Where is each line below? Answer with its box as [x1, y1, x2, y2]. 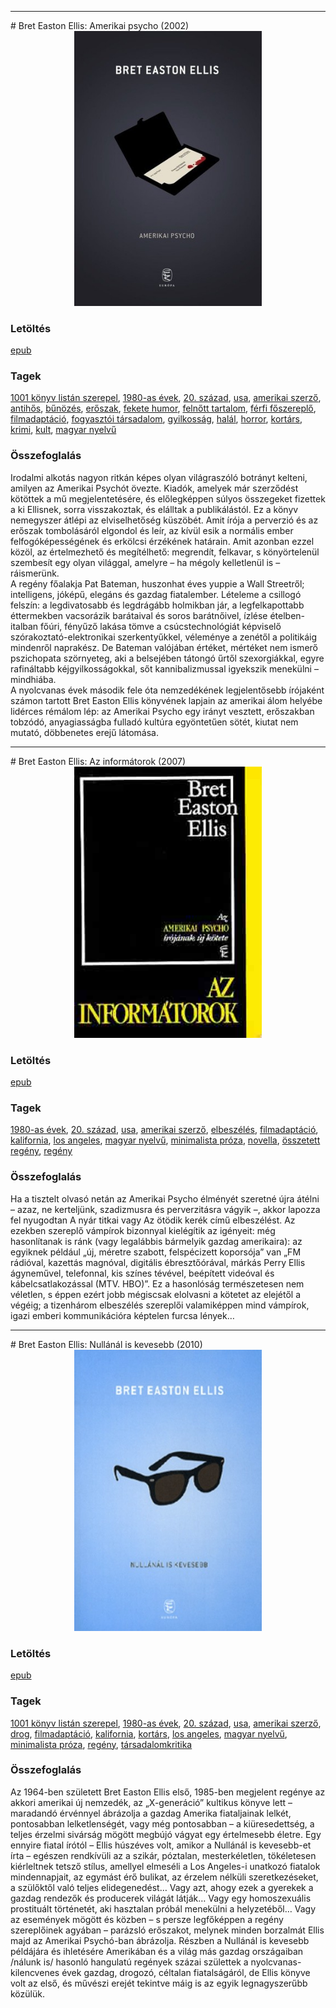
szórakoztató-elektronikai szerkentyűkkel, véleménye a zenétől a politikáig [10, 631, 318, 643]
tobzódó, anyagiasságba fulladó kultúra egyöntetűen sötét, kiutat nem [10, 716, 299, 728]
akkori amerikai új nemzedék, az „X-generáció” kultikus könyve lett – [10, 1796, 293, 1808]
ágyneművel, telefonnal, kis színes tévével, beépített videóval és [10, 1267, 275, 1279]
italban [10, 620, 39, 632]
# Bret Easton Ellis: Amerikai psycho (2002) [10, 20, 190, 31]
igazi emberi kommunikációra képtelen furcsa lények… [10, 1309, 235, 1321]
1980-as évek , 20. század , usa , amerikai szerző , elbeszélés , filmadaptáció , [10, 1124, 319, 1136]
